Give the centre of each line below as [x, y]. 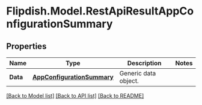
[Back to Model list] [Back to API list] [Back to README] [75, 96]
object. [129, 81]
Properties [26, 46]
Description [144, 63]
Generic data [138, 73]
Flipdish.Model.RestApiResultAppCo [100, 11]
